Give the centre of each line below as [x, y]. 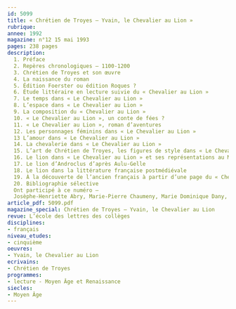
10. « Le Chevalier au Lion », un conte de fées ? [89, 118]
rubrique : [22, 27]
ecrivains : [23, 262]
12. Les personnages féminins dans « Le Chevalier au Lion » [105, 131]
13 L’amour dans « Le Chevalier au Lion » [77, 138]
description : [26, 53]
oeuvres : [20, 249]
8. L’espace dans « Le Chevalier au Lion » [78, 105]
